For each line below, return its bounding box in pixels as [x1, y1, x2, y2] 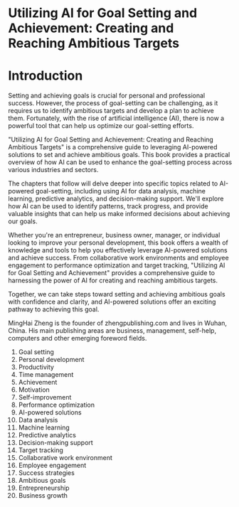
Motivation [18, 385, 51, 394]
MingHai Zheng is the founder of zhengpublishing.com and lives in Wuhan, [8, 319, 227, 328]
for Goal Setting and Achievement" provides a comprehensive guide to [8, 269, 216, 277]
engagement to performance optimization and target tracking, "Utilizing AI [8, 261, 225, 269]
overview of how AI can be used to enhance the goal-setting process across [8, 158, 233, 166]
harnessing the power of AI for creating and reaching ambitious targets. [8, 276, 218, 285]
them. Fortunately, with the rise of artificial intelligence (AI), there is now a [8, 114, 225, 122]
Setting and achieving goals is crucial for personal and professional [8, 91, 206, 100]
